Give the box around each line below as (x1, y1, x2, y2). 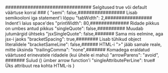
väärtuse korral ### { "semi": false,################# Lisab (5, 9, 138, 15)
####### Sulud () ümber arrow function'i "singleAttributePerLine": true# (5, 57, 155, 63)
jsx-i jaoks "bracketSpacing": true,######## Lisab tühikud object (5, 36, 141, 42)
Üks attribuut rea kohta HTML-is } (5, 62, 75, 68)
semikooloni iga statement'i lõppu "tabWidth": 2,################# (5, 15, 152, 20)
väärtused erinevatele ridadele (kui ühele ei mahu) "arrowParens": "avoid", (5, 52, 159, 58)
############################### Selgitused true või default (5, 4, 147, 10)
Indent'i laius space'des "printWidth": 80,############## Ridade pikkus (5, 20, 159, 26)
